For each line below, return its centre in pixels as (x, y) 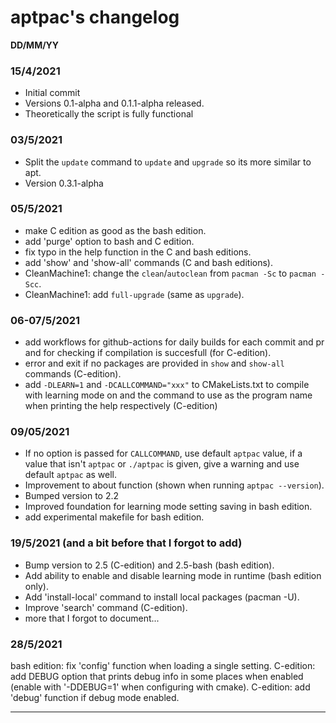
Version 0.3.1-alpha (64, 183)
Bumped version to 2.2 (72, 496)
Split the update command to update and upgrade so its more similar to (168, 162)
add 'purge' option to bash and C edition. (109, 241)
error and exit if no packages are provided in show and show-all (154, 363)
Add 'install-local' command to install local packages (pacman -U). (162, 597)
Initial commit (52, 93)
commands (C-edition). (73, 374)
